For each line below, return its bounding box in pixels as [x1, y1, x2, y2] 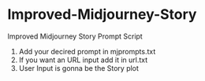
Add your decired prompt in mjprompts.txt [18, 46, 156, 56]
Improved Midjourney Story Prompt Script [7, 31, 143, 41]
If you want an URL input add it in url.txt [18, 55, 148, 64]
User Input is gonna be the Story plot [18, 63, 140, 72]
